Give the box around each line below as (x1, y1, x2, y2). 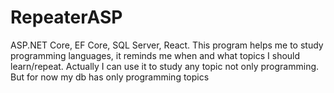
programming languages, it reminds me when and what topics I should (10, 49, 301, 61)
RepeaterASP (10, 6, 123, 29)
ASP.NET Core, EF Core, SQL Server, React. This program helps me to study (10, 39, 324, 51)
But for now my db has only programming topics (10, 71, 210, 83)
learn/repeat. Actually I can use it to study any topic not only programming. (10, 60, 320, 72)
